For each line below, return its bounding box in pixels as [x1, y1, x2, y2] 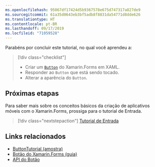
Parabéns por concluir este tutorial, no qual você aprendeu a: [5, 45, 132, 50]
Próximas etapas [5, 89, 59, 98]
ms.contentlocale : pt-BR [5, 21, 57, 27]
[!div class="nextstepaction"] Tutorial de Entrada [17, 118, 119, 124]
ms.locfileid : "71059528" [5, 31, 59, 36]
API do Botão [12, 156, 40, 162]
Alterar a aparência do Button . [25, 75, 88, 80]
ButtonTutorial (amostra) [12, 145, 63, 151]
